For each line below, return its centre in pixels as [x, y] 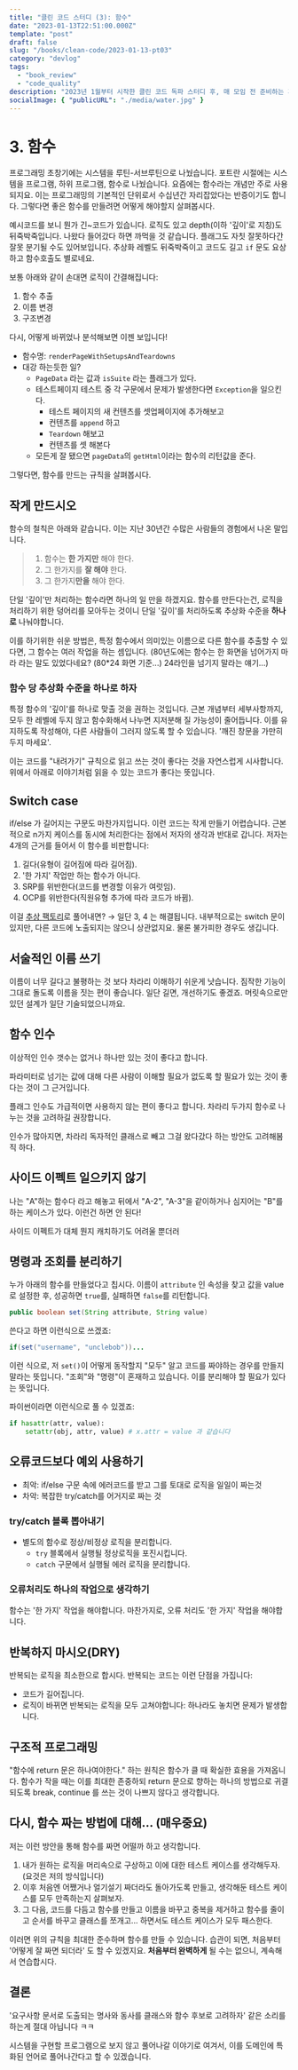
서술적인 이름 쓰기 [55, 959]
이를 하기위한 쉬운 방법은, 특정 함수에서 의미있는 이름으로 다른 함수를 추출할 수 [144, 641]
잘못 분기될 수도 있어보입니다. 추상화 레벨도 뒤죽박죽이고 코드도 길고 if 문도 [140, 247]
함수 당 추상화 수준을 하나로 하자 [73, 688]
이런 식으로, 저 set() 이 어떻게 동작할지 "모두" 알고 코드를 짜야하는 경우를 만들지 [147, 1366]
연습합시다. [38, 1961]
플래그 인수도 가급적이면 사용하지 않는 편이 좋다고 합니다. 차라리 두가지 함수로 [143, 1106]
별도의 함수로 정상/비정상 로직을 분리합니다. [97, 1543]
